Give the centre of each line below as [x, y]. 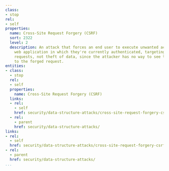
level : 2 [19, 43]
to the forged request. [39, 61]
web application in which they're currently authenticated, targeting [90, 52]
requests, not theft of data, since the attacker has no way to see [88, 57]
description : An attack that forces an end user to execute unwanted [84, 47]
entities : [16, 66]
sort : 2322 [21, 38]
